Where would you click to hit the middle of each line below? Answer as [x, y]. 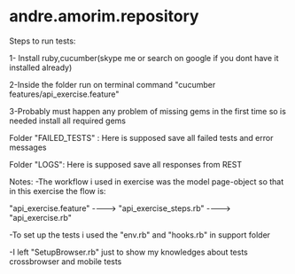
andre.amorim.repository [104, 16]
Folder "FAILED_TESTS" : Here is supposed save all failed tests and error [141, 137]
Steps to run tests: [43, 41]
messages [28, 147]
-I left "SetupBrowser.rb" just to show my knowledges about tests [128, 252]
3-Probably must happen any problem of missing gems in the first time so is [147, 111]
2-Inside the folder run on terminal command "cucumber [113, 84]
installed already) [41, 67]
